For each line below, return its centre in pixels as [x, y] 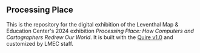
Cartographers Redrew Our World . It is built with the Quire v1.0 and [90, 37]
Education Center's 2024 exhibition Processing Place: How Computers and [100, 31]
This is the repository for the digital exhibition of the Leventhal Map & [92, 24]
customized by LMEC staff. [40, 43]
